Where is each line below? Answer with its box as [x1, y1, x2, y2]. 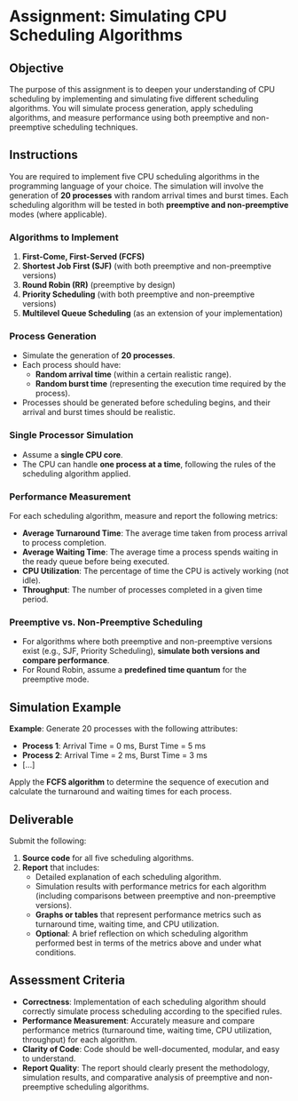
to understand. [21, 1053, 76, 1064]
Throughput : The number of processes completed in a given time [21, 585, 263, 594]
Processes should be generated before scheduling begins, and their [21, 397, 271, 408]
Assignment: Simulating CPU [9, 6, 228, 27]
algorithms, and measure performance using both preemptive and [9, 113, 250, 123]
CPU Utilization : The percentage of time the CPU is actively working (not [21, 566, 289, 576]
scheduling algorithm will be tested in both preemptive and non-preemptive [9, 199, 289, 210]
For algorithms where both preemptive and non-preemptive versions [21, 636, 273, 647]
